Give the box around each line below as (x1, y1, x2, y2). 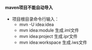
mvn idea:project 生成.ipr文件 (19, 33, 78, 39)
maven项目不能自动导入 (5, 4, 53, 10)
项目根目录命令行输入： (12, 16, 59, 22)
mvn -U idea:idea (19, 22, 54, 28)
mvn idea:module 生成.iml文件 (19, 27, 79, 33)
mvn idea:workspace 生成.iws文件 (19, 39, 87, 46)
